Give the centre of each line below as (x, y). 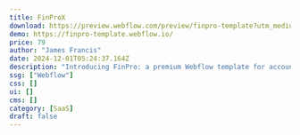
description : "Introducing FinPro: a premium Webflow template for (137, 67)
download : (28, 26)
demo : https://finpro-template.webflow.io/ (92, 34)
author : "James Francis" (55, 51)
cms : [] (24, 100)
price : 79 (28, 42)
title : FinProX (37, 17)
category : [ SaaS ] (42, 108)
